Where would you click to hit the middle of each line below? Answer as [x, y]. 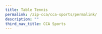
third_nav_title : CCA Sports [35, 24]
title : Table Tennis [27, 10]
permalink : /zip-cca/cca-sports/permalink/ [51, 14]
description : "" [22, 19]
